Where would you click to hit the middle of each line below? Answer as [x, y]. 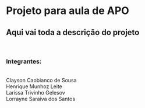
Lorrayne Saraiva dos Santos [41, 99]
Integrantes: [24, 61]
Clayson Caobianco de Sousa [41, 81]
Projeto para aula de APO [68, 11]
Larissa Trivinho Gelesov [36, 93]
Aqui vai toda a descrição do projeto [73, 32]
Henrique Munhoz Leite [34, 86]
